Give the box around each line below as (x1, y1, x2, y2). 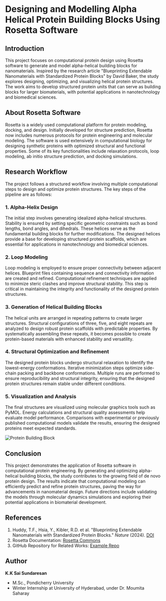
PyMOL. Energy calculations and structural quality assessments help (5, 410, 145, 416)
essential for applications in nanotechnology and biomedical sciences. (5, 241, 149, 247)
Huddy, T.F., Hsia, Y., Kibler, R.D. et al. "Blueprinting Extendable (12, 527, 142, 533)
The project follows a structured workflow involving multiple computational (5, 181, 158, 187)
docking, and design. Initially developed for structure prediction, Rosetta (5, 127, 153, 133)
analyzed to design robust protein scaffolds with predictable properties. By (5, 326, 158, 331)
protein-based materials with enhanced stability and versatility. (5, 336, 134, 342)
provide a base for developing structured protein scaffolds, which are (5, 236, 147, 242)
